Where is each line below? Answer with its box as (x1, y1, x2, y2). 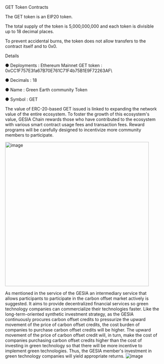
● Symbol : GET (5, 96, 38, 102)
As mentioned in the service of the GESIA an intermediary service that (5, 291, 147, 296)
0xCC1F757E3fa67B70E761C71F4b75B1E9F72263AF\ (5, 68, 112, 73)
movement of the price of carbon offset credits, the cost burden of (5, 322, 140, 328)
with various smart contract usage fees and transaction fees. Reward (5, 122, 145, 127)
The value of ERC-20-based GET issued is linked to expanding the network (5, 106, 157, 111)
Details (5, 53, 19, 59)
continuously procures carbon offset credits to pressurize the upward (5, 317, 146, 322)
